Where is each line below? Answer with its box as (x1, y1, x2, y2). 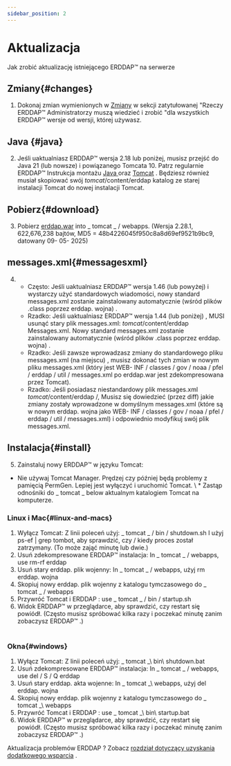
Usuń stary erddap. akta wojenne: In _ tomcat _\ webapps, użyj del (17, 679, 206, 688)
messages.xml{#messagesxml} (7, 256, 148, 268)
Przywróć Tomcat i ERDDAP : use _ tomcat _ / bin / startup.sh (17, 595, 192, 603)
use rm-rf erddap (17, 558, 67, 566)
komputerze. (17, 496, 54, 504)
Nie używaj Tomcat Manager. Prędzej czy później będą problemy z (17, 474, 207, 482)
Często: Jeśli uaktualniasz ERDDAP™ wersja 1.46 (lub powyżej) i (27, 282, 210, 290)
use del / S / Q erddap (17, 672, 80, 680)
